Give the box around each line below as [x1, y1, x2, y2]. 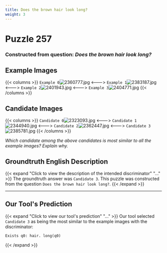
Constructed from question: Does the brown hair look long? [5, 51, 152, 58]
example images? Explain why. [5, 143, 69, 149]
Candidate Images [5, 104, 63, 113]
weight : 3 [5, 12, 26, 17]
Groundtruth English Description [5, 157, 108, 166]
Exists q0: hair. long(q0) [5, 233, 61, 238]
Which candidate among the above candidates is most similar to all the [5, 137, 152, 144]
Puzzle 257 [5, 33, 52, 45]
